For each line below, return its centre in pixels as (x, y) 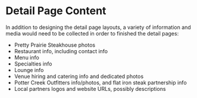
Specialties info (33, 64)
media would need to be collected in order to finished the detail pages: (92, 33)
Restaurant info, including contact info (61, 51)
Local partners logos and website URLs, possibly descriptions (90, 89)
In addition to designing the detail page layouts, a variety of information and (98, 27)
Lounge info (29, 70)
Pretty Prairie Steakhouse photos (55, 45)
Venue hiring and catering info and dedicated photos (79, 76)
